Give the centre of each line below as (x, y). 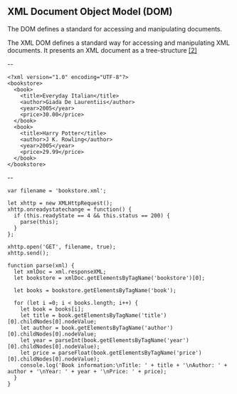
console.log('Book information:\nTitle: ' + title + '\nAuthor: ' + (124, 365)
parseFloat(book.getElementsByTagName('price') (130, 353)
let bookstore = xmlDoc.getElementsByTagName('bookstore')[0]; (109, 278)
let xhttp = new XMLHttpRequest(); (60, 203)
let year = (36, 340)
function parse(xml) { (41, 265)
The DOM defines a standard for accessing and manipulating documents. (115, 28)
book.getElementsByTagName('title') (112, 315)
